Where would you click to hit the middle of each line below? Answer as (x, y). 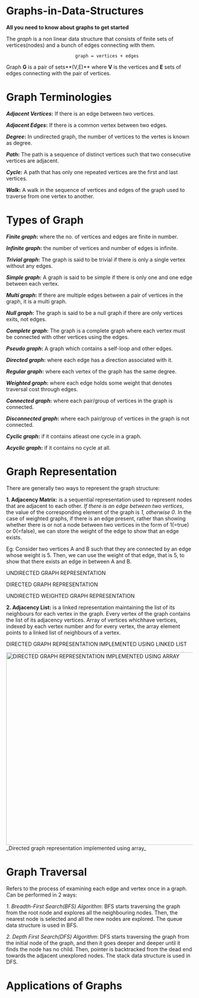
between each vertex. (33, 283)
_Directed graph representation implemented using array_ (76, 848)
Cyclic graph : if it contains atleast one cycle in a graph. (74, 436)
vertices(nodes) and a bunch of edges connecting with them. (81, 45)
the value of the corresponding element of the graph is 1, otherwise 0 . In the (99, 512)
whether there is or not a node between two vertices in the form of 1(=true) (98, 524)
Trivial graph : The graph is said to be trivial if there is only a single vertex (96, 260)
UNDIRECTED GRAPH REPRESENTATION (56, 572)
